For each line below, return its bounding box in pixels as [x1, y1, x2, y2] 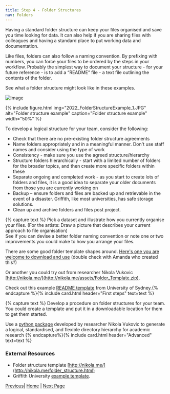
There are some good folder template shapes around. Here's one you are [5, 248, 160, 255]
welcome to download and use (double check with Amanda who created [5, 254, 158, 260]
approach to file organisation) [5, 227, 68, 234]
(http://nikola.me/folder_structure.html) [12, 367, 95, 373]
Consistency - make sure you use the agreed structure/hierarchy [12, 152, 150, 158]
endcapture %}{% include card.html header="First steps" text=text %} [5, 290, 155, 296]
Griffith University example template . [12, 372, 91, 379]
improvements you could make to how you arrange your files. [5, 238, 135, 244]
